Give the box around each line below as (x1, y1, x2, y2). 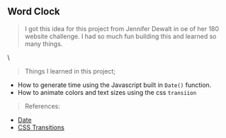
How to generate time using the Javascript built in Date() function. (17, 81, 212, 89)
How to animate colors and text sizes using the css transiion (17, 88, 197, 96)
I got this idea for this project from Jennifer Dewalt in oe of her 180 (24, 24, 220, 33)
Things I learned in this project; (24, 67, 115, 75)
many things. (24, 39, 63, 48)
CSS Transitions (17, 123, 65, 132)
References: (24, 102, 60, 110)
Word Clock (7, 6, 60, 18)
